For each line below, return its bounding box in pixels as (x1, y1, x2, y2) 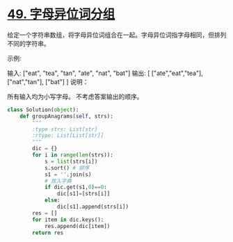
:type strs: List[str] (32, 126, 98, 133)
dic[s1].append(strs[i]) (56, 203, 129, 211)
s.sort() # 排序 (44, 164, 90, 171)
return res (32, 229, 64, 236)
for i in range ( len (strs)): (32, 152, 113, 159)
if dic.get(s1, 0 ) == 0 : (44, 184, 108, 191)
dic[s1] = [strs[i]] (56, 191, 111, 197)
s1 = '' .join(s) (44, 171, 92, 178)
